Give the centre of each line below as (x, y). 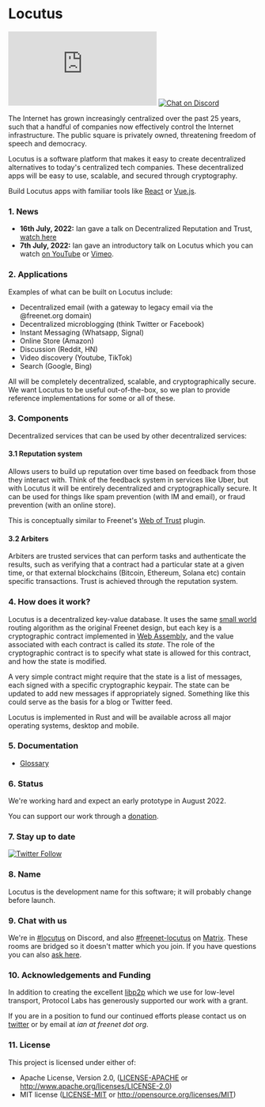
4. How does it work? (49, 602)
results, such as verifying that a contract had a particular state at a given (126, 565)
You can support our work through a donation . (84, 817)
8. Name (25, 874)
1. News (23, 211)
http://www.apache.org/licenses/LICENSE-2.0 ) (96, 1086)
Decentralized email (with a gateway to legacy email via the (116, 307)
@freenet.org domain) (56, 315)
